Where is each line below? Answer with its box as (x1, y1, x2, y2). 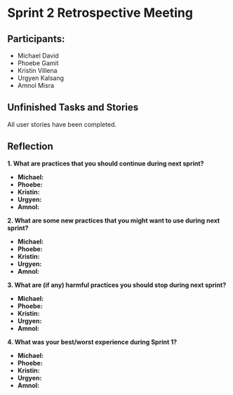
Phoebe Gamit (17, 59, 59, 67)
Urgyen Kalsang (17, 74, 65, 82)
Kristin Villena (17, 67, 58, 74)
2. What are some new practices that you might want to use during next (7, 216, 220, 225)
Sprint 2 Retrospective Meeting (7, 5, 193, 21)
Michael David (17, 51, 60, 60)
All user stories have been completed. (7, 120, 117, 128)
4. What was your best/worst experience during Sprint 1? (7, 337, 178, 346)
